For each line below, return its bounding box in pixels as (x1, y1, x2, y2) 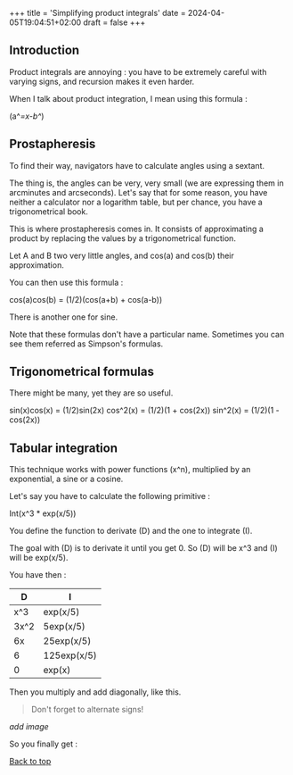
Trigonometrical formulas (9, 364, 154, 379)
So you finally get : (9, 738, 78, 749)
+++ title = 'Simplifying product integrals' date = (9, 8, 186, 18)
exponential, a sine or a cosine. (9, 473, 124, 485)
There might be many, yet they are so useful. (9, 387, 174, 398)
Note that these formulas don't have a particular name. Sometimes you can (9, 329, 285, 339)
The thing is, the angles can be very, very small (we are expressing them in (9, 178, 284, 188)
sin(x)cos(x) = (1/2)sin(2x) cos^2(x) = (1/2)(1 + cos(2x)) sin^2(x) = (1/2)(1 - (9, 405, 280, 416)
